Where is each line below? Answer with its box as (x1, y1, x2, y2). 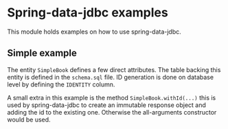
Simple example (7, 47, 78, 59)
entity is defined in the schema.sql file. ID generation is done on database (7, 73, 214, 81)
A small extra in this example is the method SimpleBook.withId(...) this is (7, 93, 216, 102)
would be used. (7, 115, 51, 124)
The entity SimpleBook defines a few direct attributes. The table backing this (7, 65, 221, 73)
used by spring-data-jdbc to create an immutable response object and (7, 101, 206, 109)
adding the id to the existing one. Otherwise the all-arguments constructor (7, 108, 217, 116)
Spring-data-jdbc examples (7, 5, 168, 21)
